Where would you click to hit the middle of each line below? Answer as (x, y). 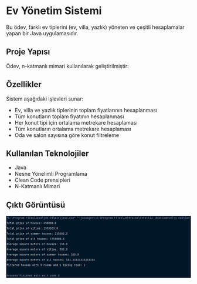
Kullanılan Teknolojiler (47, 153)
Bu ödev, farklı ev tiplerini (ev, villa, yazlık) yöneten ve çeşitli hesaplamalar (95, 27)
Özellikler (24, 84)
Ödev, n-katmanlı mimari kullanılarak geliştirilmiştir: (67, 66)
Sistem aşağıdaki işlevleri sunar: (45, 99)
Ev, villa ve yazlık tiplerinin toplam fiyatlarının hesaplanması (86, 110)
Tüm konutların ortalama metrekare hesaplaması (73, 129)
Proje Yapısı (28, 52)
